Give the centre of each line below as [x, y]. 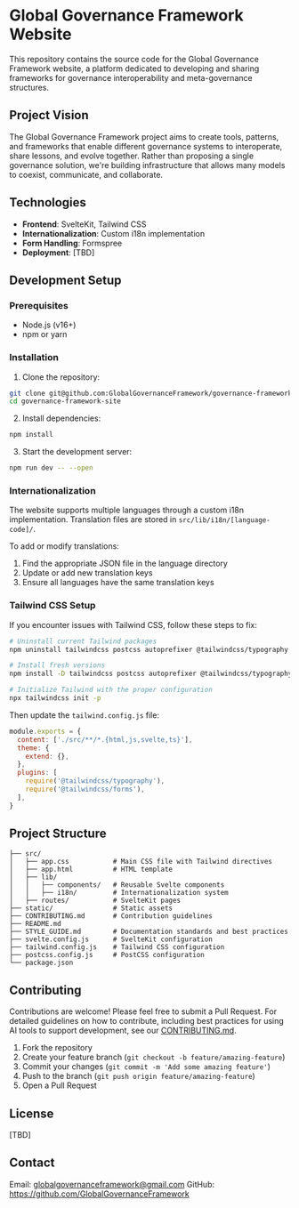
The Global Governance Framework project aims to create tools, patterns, [144, 137]
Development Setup [65, 280]
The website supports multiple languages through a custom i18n [127, 510]
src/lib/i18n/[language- [225, 520]
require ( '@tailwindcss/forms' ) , [85, 789]
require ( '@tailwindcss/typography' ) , [95, 781]
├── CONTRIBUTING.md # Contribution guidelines [111, 916]
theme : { [33, 748]
